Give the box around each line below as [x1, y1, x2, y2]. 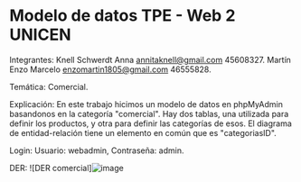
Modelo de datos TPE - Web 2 [9, 5, 236, 26]
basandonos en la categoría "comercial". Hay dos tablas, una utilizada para [9, 108, 289, 119]
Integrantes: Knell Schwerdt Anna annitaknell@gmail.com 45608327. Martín [9, 54, 292, 65]
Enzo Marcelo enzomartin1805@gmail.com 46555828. [9, 64, 212, 75]
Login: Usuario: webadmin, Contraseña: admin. [9, 145, 184, 156]
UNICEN [9, 24, 71, 45]
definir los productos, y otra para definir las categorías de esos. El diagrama [9, 118, 292, 129]
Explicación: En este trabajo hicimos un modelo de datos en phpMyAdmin [9, 98, 283, 109]
